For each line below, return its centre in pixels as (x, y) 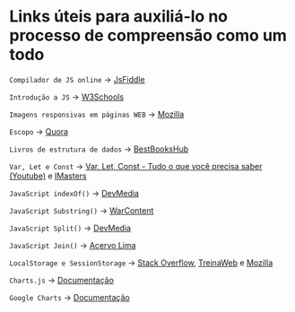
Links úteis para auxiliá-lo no (119, 17)
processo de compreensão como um (148, 35)
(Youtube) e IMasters (48, 176)
